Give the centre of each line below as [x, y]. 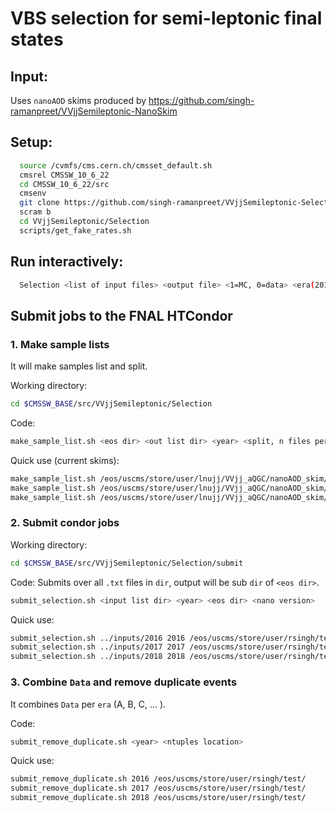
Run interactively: [67, 262]
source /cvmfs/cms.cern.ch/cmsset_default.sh [116, 165]
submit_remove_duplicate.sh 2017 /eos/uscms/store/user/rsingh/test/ [158, 788]
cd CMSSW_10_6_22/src [64, 184]
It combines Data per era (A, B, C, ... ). [88, 704]
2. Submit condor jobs [65, 523]
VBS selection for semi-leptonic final [166, 18]
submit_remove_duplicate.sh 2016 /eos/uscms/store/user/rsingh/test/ [158, 779]
